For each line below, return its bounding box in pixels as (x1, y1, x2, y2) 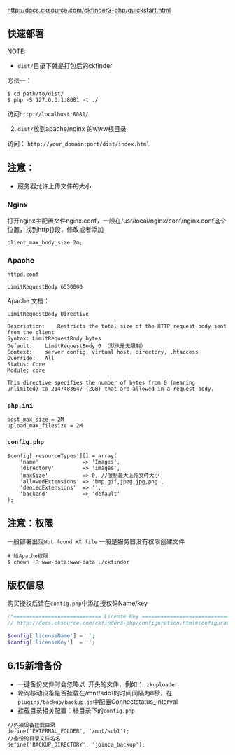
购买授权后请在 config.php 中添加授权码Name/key (7, 599, 148, 608)
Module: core (7, 367, 45, 374)
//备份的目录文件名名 (7, 735, 61, 742)
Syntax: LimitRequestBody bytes (7, 335, 101, 342)
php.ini (7, 402, 34, 410)
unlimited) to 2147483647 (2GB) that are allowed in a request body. (7, 385, 215, 393)
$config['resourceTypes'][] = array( (7, 452, 117, 459)
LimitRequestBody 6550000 (7, 284, 83, 291)
